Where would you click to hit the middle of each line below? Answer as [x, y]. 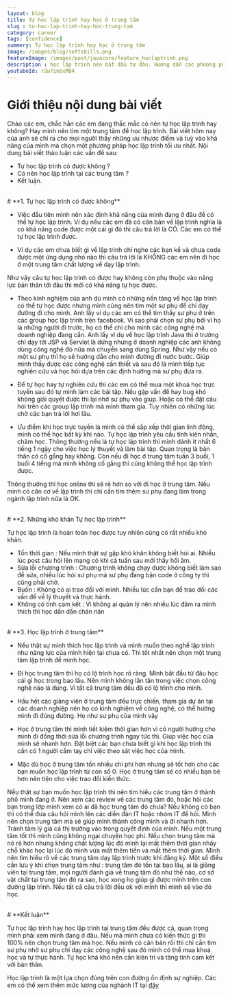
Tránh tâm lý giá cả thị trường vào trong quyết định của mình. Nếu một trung [115, 829]
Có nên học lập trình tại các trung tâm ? [73, 174]
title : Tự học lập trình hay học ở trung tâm [73, 20]
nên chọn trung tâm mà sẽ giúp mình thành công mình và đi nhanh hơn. [108, 822]
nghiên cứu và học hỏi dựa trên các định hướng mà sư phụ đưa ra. [110, 371]
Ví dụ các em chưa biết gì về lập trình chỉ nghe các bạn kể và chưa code [119, 250]
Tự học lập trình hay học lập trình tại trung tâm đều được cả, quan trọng [108, 928]
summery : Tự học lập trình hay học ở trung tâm [76, 45]
